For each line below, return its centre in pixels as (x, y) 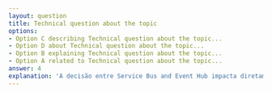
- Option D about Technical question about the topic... (106, 46)
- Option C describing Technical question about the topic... (115, 38)
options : (23, 31)
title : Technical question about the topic (83, 23)
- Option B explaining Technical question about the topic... (115, 53)
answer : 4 (25, 69)
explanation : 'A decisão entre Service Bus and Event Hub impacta (123, 76)
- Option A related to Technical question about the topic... (115, 61)
